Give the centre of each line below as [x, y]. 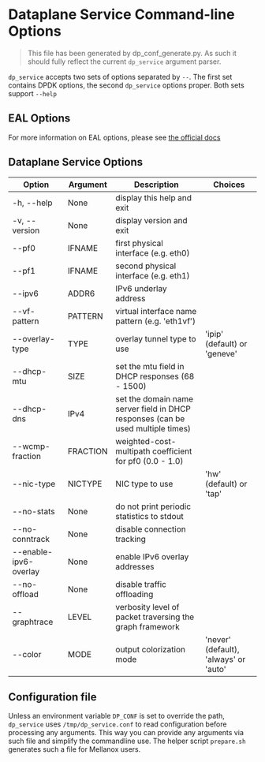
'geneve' [221, 353]
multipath [133, 451]
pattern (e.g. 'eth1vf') [155, 321]
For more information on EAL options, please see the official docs [114, 137]
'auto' [215, 669]
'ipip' [214, 334]
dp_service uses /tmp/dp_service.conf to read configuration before [118, 724]
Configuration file [52, 697]
